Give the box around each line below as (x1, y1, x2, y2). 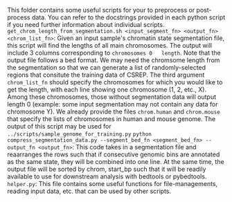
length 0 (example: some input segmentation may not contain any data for (7, 100, 218, 108)
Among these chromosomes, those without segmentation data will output (7, 93, 217, 101)
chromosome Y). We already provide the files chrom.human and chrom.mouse (7, 107, 220, 116)
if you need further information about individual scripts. (7, 21, 165, 28)
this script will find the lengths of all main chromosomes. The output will (7, 42, 213, 49)
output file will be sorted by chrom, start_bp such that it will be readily (7, 165, 206, 173)
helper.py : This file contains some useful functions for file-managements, (7, 180, 218, 187)
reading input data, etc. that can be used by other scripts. (7, 187, 172, 195)
